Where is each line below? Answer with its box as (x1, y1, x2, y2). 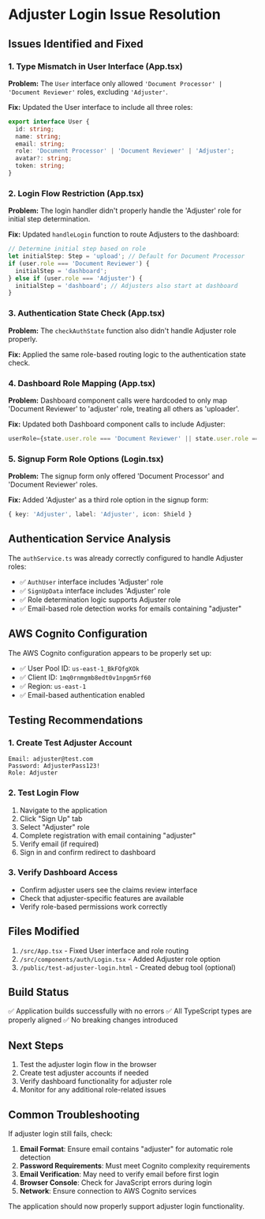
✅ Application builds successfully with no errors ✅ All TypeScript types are (8, 1006, 252, 1016)
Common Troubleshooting (8, 1107, 140, 1121)
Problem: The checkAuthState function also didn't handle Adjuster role (8, 326, 237, 335)
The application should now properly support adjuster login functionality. (8, 1202, 244, 1211)
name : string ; (15, 132, 62, 140)
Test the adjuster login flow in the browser (19, 1060, 157, 1069)
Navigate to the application (19, 805, 108, 815)
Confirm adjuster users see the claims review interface (19, 884, 198, 895)
